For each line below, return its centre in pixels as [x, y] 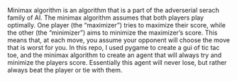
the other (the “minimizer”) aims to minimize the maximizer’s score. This [112, 32]
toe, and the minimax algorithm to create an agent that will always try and [115, 55]
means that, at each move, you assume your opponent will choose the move [119, 40]
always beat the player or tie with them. [65, 70]
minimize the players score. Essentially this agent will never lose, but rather [117, 62]
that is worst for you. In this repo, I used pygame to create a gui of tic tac [114, 48]
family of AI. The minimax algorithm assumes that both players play [106, 18]
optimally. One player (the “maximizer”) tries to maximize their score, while [116, 25]
